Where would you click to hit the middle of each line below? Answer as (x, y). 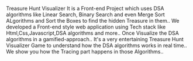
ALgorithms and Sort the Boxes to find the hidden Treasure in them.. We (93, 21)
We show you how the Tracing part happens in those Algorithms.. (85, 51)
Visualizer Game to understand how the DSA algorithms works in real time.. (96, 45)
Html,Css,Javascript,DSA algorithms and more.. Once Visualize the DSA (93, 33)
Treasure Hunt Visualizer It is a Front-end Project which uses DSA (85, 8)
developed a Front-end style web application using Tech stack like (86, 27)
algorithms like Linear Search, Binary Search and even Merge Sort (85, 15)
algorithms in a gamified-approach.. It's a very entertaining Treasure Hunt (95, 39)
